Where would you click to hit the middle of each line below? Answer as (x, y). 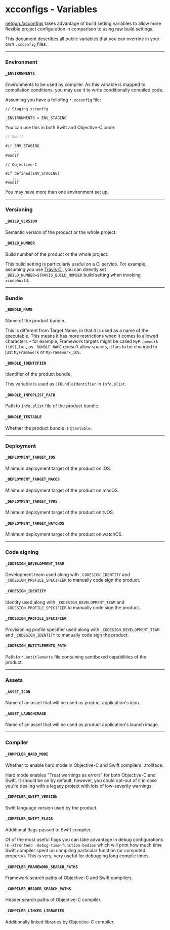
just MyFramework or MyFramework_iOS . (43, 352)
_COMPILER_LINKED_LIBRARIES (35, 911)
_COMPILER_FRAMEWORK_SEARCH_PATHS (42, 867)
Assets (14, 680)
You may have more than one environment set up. (57, 192)
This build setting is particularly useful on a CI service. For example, (76, 264)
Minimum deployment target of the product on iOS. (58, 468)
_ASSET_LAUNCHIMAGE (26, 714)
